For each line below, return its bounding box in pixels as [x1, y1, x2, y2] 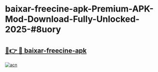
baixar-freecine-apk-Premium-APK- [5, 3, 154, 14]
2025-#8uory [5, 24, 62, 35]
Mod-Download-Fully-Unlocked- [5, 14, 140, 25]
